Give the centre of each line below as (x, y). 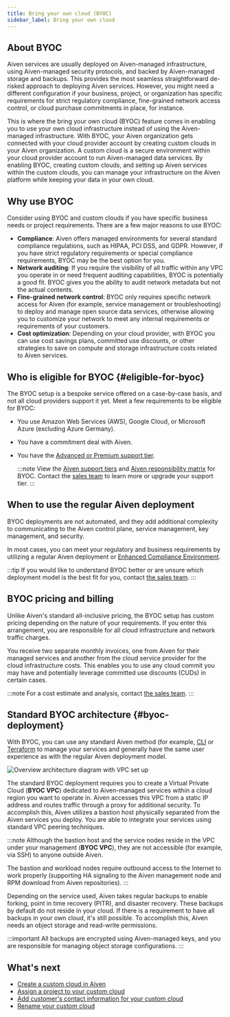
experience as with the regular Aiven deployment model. (87, 757)
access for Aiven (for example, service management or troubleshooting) (119, 304)
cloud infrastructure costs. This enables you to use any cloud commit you (111, 665)
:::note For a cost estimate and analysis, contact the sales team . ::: (101, 693)
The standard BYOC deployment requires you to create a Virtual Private (108, 783)
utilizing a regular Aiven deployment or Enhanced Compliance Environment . (114, 557)
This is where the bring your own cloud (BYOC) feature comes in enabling (112, 122)
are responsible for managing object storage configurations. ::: (95, 946)
